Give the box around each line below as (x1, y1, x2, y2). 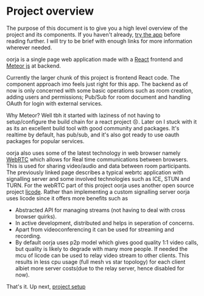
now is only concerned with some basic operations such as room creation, (6, 86, 193, 94)
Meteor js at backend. (6, 62, 62, 69)
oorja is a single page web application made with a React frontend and (6, 55, 183, 63)
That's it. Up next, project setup (6, 283, 86, 290)
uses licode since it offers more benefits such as (6, 194, 128, 202)
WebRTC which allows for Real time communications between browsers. (6, 155, 189, 163)
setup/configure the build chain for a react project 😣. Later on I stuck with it (6, 118, 197, 125)
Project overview (6, 4, 94, 18)
